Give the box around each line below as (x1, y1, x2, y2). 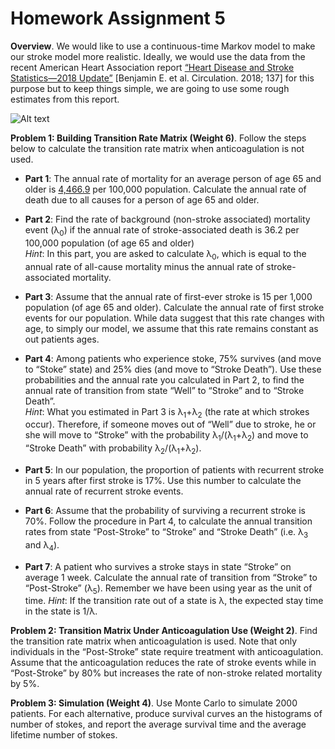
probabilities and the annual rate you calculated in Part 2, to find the (24, 373, 305, 386)
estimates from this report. (10, 93, 120, 105)
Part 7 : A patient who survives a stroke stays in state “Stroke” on (24, 560, 292, 572)
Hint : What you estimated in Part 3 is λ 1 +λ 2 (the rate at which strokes (24, 405, 310, 420)
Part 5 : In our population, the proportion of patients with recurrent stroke (24, 463, 325, 476)
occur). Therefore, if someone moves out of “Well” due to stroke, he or (24, 418, 317, 431)
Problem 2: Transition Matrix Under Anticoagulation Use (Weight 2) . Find (10, 625, 318, 637)
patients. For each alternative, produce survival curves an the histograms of (10, 708, 323, 720)
